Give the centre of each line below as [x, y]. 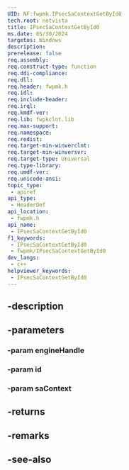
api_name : [22, 225]
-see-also [29, 460]
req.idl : [20, 93]
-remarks [28, 436]
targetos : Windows [34, 40]
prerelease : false [34, 54]
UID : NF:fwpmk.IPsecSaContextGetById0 [64, 14]
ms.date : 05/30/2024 [38, 34]
